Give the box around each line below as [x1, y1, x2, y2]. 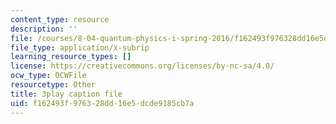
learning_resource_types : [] [10, 52, 132, 62]
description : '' [10, 24, 78, 34]
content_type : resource [10, 14, 110, 25]
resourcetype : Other [10, 80, 97, 90]
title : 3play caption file [10, 89, 123, 99]
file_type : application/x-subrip [10, 42, 150, 53]
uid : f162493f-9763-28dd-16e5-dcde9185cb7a [10, 98, 195, 108]
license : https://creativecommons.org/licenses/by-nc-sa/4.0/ [10, 61, 275, 71]
